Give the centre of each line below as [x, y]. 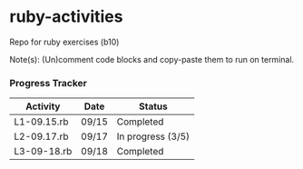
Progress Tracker [49, 83]
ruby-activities [66, 17]
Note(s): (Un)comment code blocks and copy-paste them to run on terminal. [152, 59]
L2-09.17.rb [41, 136]
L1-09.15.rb [41, 122]
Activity [43, 106]
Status [153, 106]
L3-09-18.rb [43, 152]
